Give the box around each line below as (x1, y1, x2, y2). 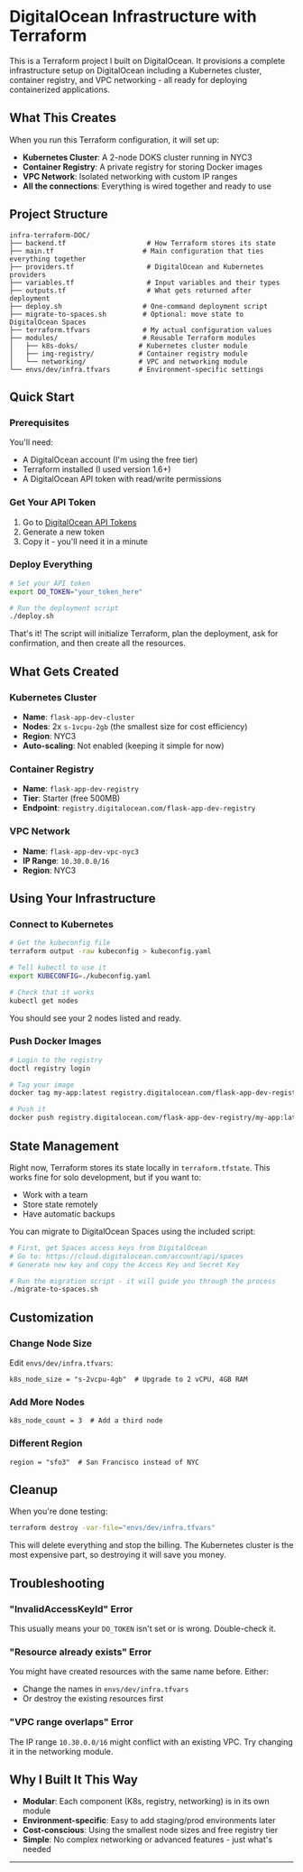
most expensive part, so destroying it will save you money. (9, 1550, 227, 1561)
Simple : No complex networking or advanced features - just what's (22, 1834, 273, 1845)
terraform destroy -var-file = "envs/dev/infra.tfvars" (9, 1524, 216, 1533)
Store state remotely (22, 1199, 98, 1209)
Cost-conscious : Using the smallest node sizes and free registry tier (22, 1825, 278, 1836)
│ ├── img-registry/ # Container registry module (9, 349, 248, 358)
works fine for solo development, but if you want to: (9, 1172, 201, 1182)
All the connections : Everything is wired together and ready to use (22, 181, 272, 191)
